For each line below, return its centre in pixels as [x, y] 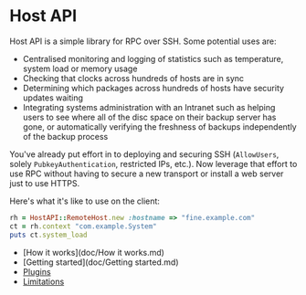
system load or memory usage [80, 68]
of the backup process [65, 136]
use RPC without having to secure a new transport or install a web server [147, 174]
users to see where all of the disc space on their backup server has [149, 117]
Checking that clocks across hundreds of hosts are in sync [133, 78]
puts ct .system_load [49, 235]
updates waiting [53, 98]
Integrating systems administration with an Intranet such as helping [149, 107]
